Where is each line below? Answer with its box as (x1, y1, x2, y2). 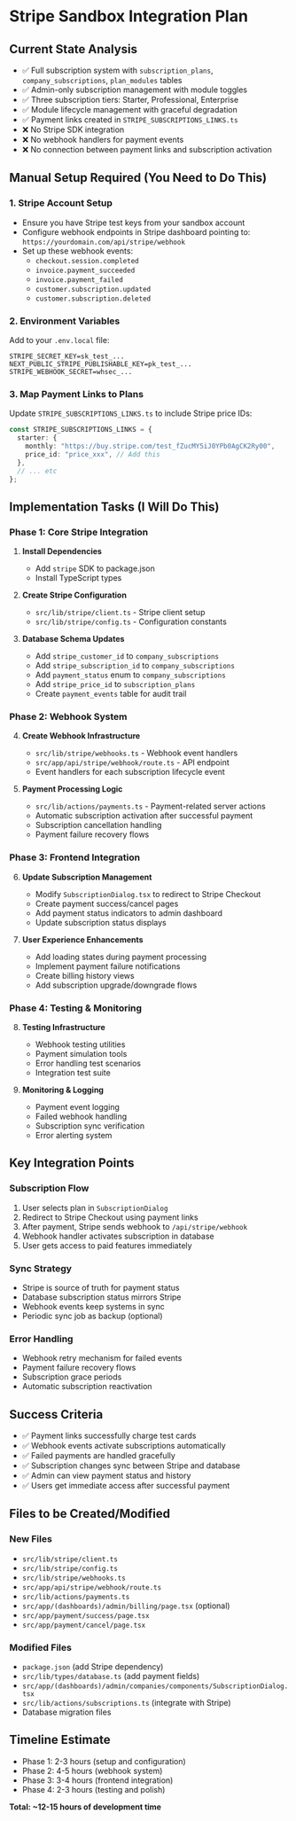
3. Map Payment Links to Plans (9, 387, 144, 400)
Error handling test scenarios (35, 1058, 142, 1068)
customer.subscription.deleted (35, 294, 152, 303)
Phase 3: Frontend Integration (9, 851, 140, 864)
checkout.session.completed (35, 256, 139, 265)
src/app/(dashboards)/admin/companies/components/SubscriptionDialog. (21, 1682, 289, 1691)
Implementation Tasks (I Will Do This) (9, 499, 220, 514)
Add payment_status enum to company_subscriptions (35, 669, 226, 680)
